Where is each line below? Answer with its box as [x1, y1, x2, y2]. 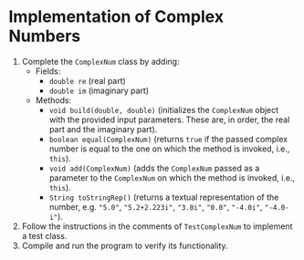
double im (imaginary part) [48, 85, 150, 96]
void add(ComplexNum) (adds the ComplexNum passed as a [48, 162, 260, 173]
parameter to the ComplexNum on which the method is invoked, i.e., [48, 172, 296, 183]
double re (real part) [48, 75, 127, 86]
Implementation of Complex [8, 6, 225, 27]
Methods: [35, 94, 72, 106]
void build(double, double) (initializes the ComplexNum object [48, 104, 279, 115]
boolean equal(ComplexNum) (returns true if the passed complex [48, 133, 288, 144]
